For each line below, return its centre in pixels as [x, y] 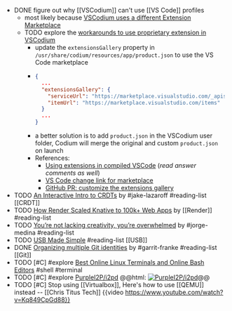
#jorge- [197, 225]
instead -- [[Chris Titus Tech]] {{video [69, 292]
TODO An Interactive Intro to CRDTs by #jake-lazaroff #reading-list [110, 195]
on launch [49, 151]
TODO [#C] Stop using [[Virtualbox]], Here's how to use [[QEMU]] [109, 285]
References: [52, 158]
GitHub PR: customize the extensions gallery [109, 188]
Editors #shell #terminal [48, 270]
